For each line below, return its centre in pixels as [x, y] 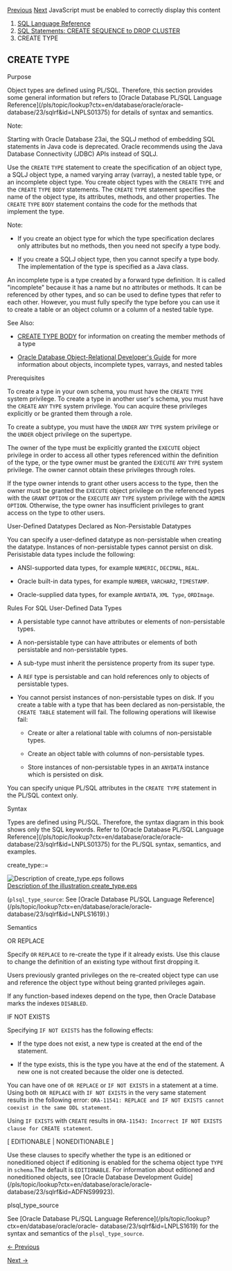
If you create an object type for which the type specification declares [116, 238]
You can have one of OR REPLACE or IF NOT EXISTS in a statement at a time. [113, 1085]
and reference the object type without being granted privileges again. [106, 982]
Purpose [19, 76]
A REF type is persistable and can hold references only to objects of [113, 676]
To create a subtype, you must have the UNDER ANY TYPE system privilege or [113, 426]
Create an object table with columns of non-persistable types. [116, 753]
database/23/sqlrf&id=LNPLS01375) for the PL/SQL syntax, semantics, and [114, 844]
